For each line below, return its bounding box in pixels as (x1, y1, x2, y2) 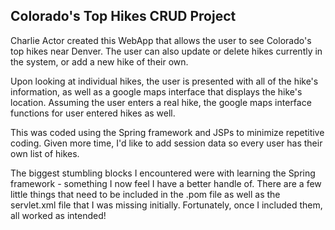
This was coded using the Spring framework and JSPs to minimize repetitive (10, 126, 325, 138)
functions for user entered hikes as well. (10, 107, 176, 119)
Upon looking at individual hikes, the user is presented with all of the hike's (10, 75, 319, 87)
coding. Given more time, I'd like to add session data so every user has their (10, 137, 323, 149)
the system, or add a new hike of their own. (10, 55, 189, 68)
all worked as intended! (10, 209, 107, 221)
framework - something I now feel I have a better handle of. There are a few (10, 177, 322, 189)
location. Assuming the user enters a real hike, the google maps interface (10, 96, 312, 108)
